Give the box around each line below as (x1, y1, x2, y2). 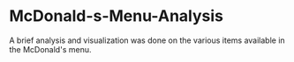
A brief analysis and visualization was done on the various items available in (9, 35, 285, 45)
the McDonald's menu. (9, 44, 92, 54)
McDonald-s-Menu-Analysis (9, 6, 223, 26)
